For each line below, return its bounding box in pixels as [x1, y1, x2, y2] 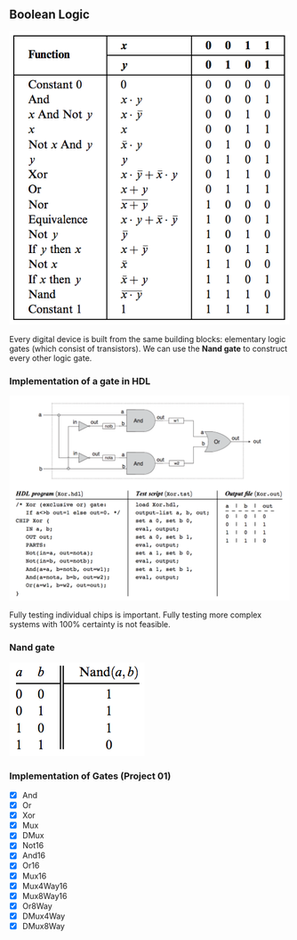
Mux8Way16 [21, 890, 68, 901]
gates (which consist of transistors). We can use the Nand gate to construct [9, 343, 287, 354]
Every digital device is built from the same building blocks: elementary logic [9, 333, 286, 344]
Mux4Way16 [21, 880, 68, 891]
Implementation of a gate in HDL [9, 374, 151, 387]
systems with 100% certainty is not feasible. [9, 619, 171, 630]
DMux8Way [21, 920, 65, 931]
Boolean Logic [9, 7, 91, 22]
